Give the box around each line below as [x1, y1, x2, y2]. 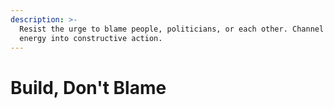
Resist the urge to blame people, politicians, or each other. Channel [19, 24, 325, 34]
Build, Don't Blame [10, 76, 167, 99]
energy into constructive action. [19, 33, 163, 43]
